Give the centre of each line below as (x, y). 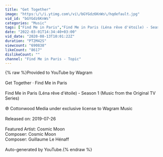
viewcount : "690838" (26, 45)
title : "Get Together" (28, 9)
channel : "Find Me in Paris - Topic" (43, 59)
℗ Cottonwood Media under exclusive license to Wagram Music (69, 109)
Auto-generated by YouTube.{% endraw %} (49, 150)
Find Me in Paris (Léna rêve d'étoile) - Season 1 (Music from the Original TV (81, 93)
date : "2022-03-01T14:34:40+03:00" (41, 32)
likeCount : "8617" (24, 50)
